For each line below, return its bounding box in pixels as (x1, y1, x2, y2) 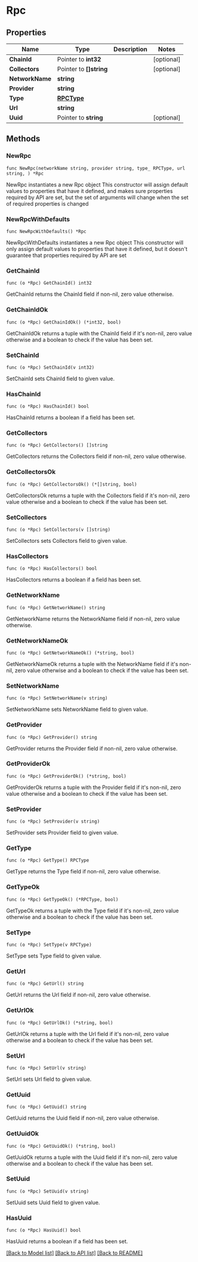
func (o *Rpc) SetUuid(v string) (6, 1188, 89, 1194)
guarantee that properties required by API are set (6, 252, 127, 259)
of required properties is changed (6, 200, 89, 207)
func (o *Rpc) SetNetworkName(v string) (6, 695, 109, 701)
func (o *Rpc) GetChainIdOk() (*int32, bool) (6, 319, 121, 325)
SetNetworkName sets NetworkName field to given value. (6, 706, 148, 713)
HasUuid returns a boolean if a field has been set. (6, 1238, 128, 1245)
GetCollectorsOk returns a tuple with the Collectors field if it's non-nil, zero (6, 491, 190, 499)
